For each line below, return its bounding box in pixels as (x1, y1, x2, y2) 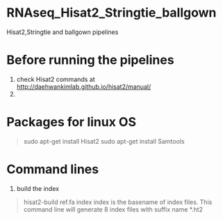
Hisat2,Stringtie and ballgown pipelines (6, 28, 119, 36)
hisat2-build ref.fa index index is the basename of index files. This (23, 198, 213, 206)
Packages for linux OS (6, 115, 137, 130)
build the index (16, 184, 60, 192)
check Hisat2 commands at (16, 75, 95, 83)
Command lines (6, 162, 99, 177)
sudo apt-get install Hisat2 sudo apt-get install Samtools (23, 137, 185, 145)
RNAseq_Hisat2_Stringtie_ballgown (6, 5, 217, 21)
